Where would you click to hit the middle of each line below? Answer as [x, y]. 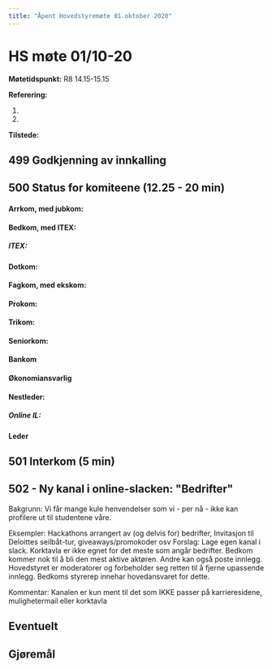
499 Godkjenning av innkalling [87, 160]
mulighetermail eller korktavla [58, 601]
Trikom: [22, 322]
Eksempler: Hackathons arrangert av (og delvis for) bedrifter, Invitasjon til [131, 533]
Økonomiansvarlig [40, 378]
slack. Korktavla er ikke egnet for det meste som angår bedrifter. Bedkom [131, 550]
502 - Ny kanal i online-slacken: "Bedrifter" [121, 489]
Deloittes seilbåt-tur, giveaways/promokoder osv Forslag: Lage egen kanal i [135, 541]
